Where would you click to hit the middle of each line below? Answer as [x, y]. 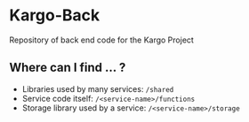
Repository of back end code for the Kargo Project [101, 40]
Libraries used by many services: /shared [98, 88]
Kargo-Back [55, 15]
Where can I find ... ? [68, 68]
